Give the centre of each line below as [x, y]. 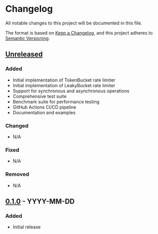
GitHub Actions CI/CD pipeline [44, 107]
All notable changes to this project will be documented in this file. [74, 23]
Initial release [27, 227]
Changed [17, 125]
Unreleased [24, 54]
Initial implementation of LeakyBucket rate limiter [64, 85]
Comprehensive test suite [39, 96]
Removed [17, 174]
